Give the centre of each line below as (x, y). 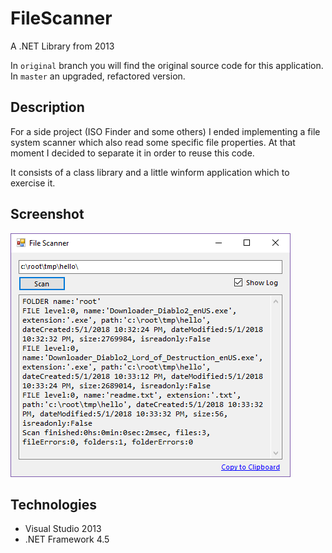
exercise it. (33, 183)
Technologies (54, 504)
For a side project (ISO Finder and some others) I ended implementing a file (165, 131)
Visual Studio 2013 (63, 529)
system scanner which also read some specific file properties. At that (153, 142)
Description (47, 107)
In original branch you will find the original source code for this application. (167, 65)
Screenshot (47, 214)
